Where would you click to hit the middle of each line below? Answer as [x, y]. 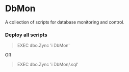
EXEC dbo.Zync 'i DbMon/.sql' [48, 65]
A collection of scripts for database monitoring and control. [65, 22]
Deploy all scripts [26, 35]
